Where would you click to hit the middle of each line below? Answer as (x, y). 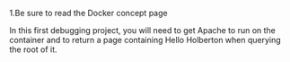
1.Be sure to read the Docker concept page (88, 13)
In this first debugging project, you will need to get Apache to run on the (143, 30)
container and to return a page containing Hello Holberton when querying (145, 40)
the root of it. (33, 49)
